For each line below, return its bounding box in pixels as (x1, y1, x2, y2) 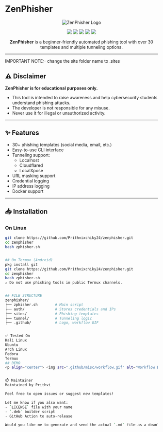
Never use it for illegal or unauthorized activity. (12, 110, 106, 116)
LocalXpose (19, 167, 44, 173)
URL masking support (12, 173, 56, 179)
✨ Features (5, 129, 39, 137)
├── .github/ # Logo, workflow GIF (5, 320, 98, 325)
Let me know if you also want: (5, 400, 68, 405)
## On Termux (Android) (5, 257, 53, 262)
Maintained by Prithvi (5, 383, 51, 388)
